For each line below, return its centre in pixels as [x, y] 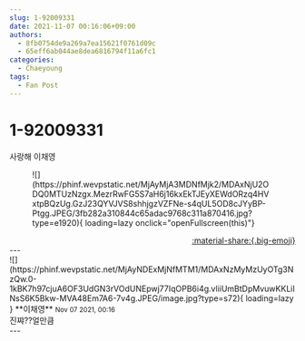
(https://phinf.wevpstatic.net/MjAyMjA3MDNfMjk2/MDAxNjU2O [151, 184]
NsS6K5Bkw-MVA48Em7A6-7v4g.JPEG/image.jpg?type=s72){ [127, 298]
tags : [20, 77]
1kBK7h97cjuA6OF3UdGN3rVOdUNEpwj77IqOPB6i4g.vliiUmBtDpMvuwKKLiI [152, 288]
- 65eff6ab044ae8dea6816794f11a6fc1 [87, 52]
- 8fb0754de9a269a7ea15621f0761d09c [87, 43]
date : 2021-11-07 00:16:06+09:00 [73, 26]
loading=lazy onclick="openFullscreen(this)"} [170, 222]
